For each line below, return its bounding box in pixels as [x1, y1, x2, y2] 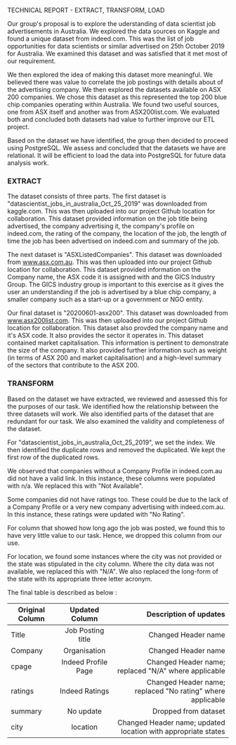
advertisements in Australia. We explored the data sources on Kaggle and [7, 27, 220, 35]
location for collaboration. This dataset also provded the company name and [7, 324, 228, 332]
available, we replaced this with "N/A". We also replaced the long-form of [7, 567, 219, 575]
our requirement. [7, 57, 56, 65]
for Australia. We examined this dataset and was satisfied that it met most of [7, 49, 228, 58]
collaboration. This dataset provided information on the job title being [7, 214, 207, 223]
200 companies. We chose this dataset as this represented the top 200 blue [7, 93, 228, 101]
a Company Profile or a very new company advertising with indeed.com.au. [7, 502, 225, 511]
